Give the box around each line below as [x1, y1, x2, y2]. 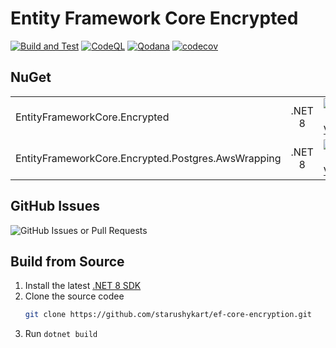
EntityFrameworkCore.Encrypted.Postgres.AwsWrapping [15, 151, 282, 165]
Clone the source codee [24, 290, 125, 302]
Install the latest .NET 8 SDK [24, 280, 142, 292]
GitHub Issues [10, 198, 100, 215]
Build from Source [10, 253, 125, 270]
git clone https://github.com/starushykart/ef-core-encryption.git [24, 310, 312, 320]
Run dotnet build [24, 328, 98, 340]
